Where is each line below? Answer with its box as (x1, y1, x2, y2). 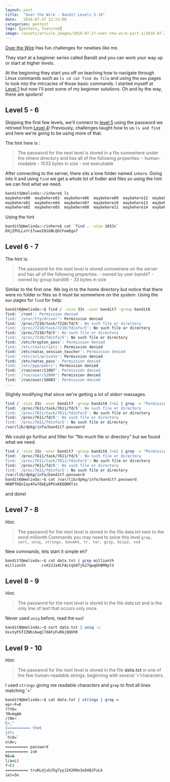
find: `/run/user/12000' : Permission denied (5, 373, 101, 378)
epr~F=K (5, 702, 22, 707)
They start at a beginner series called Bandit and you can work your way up (5, 55, 163, 61)
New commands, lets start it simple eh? (5, 548, 88, 554)
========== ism (5, 749, 37, 754)
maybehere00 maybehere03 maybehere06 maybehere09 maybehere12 (5, 195, 148, 200)
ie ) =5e (5, 772, 19, 777)
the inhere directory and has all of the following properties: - (17, 155, 144, 161)
